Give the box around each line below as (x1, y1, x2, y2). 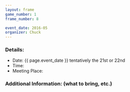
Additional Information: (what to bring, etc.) (5, 80, 113, 87)
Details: (5, 46, 24, 53)
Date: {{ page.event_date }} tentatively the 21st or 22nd (12, 57, 126, 63)
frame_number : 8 (5, 16, 39, 21)
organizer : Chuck (5, 30, 41, 35)
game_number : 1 (5, 12, 37, 17)
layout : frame (5, 7, 35, 12)
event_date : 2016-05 (5, 25, 48, 30)
